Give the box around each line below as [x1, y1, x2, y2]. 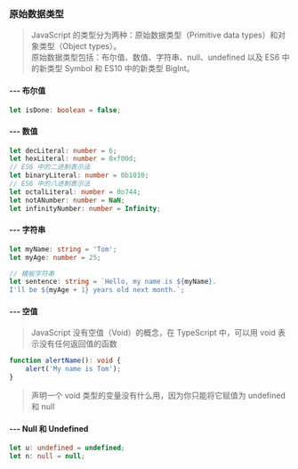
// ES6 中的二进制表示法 [9, 163, 91, 172]
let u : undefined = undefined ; [9, 443, 125, 453]
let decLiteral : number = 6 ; [9, 146, 117, 155]
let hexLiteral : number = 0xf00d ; [9, 154, 138, 164]
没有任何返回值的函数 [38, 338, 117, 349]
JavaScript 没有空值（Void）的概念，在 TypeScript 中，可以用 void [30, 327, 276, 338]
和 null [30, 400, 55, 411]
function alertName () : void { [9, 356, 122, 366]
